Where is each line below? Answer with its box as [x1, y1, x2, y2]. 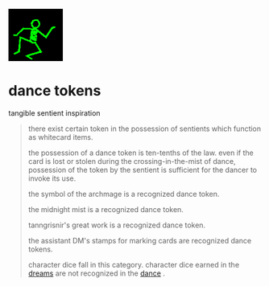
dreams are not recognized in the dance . [27, 268, 165, 278]
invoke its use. [27, 174, 77, 183]
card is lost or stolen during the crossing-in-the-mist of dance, [27, 156, 236, 165]
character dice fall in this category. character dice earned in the [27, 259, 240, 269]
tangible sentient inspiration [8, 108, 101, 117]
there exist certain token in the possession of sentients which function [27, 124, 262, 133]
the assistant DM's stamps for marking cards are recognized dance [27, 235, 252, 245]
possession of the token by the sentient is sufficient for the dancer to [27, 165, 258, 174]
